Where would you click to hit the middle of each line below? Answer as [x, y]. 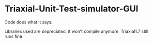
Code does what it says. [29, 22]
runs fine [14, 36]
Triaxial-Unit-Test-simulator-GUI [71, 9]
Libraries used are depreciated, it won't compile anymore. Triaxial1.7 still [76, 31]
